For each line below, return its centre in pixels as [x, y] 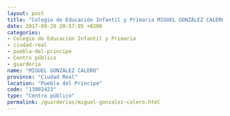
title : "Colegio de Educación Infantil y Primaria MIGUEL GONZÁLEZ [105, 20]
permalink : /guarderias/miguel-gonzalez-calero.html [84, 102]
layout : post [26, 13]
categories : [24, 32]
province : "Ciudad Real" [42, 77]
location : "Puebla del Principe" [55, 83]
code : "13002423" [32, 89]
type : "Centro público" [41, 96]
